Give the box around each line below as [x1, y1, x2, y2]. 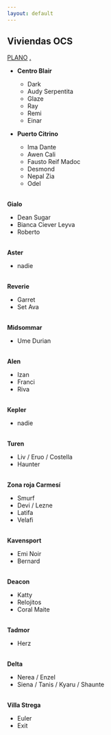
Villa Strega [7, 701, 41, 710]
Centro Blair [16, 67, 53, 75]
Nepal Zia [27, 172, 55, 180]
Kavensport [7, 536, 42, 545]
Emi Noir [16, 550, 42, 558]
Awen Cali [27, 150, 56, 158]
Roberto [16, 228, 40, 237]
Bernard [16, 557, 40, 566]
